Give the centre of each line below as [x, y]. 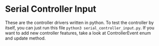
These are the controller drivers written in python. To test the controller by [79, 23]
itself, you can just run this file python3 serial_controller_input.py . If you [80, 27]
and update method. [25, 38]
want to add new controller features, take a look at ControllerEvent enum [78, 33]
